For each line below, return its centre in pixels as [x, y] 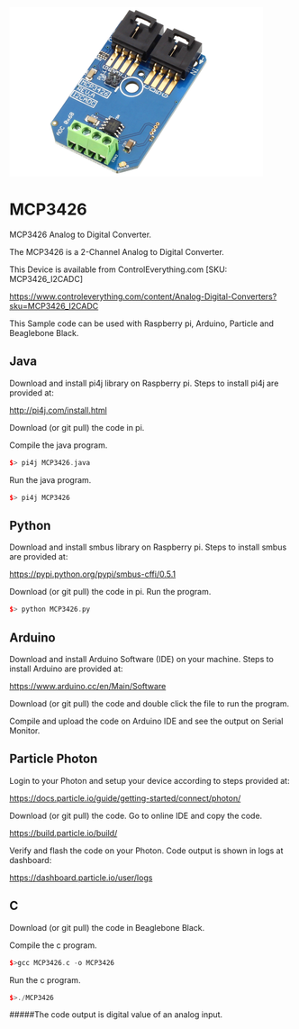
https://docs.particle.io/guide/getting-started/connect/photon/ [125, 798]
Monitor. [25, 731]
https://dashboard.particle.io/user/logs [81, 878]
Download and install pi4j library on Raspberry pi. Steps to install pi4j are [144, 383]
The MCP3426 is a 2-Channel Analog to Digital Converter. [117, 251]
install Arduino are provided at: [66, 669]
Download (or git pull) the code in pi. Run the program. [110, 592]
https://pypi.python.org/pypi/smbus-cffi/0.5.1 [93, 574]
